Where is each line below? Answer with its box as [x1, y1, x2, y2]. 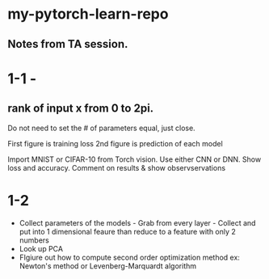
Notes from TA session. [7, 37, 128, 51]
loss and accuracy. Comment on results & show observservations [7, 163, 226, 172]
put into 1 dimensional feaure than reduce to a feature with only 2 [19, 226, 236, 236]
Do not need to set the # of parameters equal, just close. [7, 123, 195, 133]
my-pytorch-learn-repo [7, 5, 169, 23]
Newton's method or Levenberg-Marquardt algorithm [19, 260, 197, 271]
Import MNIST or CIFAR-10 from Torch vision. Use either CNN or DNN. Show [7, 154, 262, 164]
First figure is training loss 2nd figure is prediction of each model [7, 138, 223, 148]
